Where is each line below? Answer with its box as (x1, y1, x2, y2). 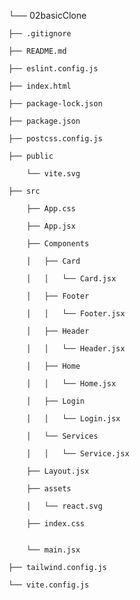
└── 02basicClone (8, 10, 87, 21)
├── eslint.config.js (8, 64, 99, 74)
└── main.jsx (26, 545, 81, 555)
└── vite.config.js (8, 580, 90, 590)
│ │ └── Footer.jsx (26, 309, 126, 319)
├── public (8, 151, 54, 161)
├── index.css (26, 519, 85, 529)
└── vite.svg (26, 169, 81, 179)
